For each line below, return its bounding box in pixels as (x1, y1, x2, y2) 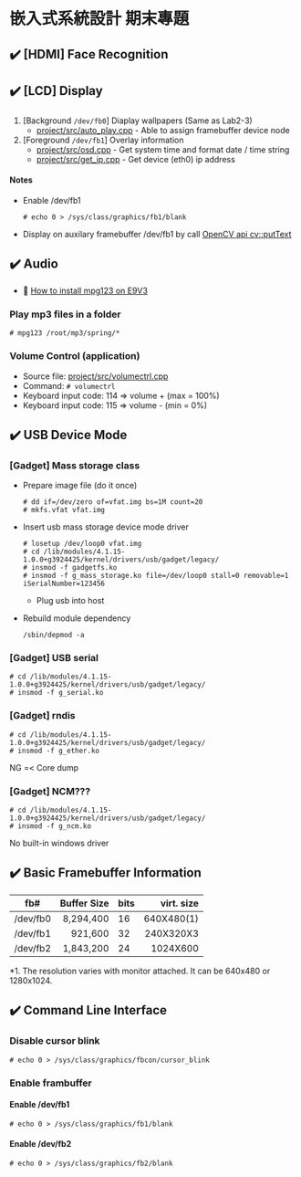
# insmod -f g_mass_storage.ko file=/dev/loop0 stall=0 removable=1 (22, 572, 289, 581)
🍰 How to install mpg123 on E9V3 (22, 285, 149, 296)
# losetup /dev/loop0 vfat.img (22, 540, 142, 549)
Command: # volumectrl (22, 380, 116, 391)
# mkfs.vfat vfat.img (22, 506, 105, 515)
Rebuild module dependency (22, 613, 131, 624)
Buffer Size (59, 897, 109, 909)
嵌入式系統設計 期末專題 (9, 8, 190, 29)
